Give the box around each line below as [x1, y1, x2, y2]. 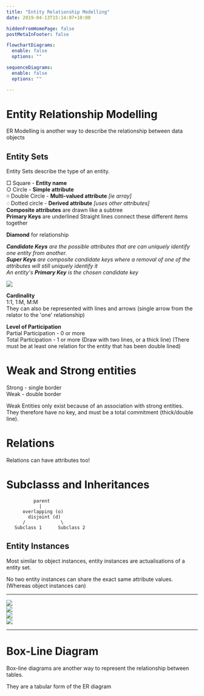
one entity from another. [6, 249, 67, 257]
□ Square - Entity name [6, 179, 67, 187]
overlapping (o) [22, 509, 64, 515]
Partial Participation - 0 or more [6, 330, 85, 337]
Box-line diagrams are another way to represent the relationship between [6, 664, 189, 672]
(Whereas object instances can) [6, 582, 86, 589]
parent [33, 498, 50, 504]
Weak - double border [6, 391, 62, 398]
